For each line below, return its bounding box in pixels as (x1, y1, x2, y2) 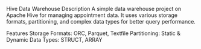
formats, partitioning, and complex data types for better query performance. (6, 18, 196, 25)
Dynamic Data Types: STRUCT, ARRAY (6, 36, 103, 43)
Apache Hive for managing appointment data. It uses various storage (6, 11, 178, 19)
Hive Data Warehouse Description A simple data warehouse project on (6, 5, 182, 12)
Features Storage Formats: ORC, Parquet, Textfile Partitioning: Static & (6, 30, 181, 37)
